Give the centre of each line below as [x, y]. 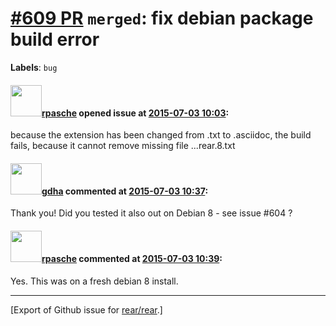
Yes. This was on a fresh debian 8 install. [94, 281]
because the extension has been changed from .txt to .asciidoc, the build [161, 135]
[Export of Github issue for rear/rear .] [86, 309]
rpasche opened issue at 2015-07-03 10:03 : [135, 113]
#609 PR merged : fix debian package [162, 18]
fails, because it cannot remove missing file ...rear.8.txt [123, 146]
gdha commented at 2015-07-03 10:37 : [125, 191]
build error [55, 39]
